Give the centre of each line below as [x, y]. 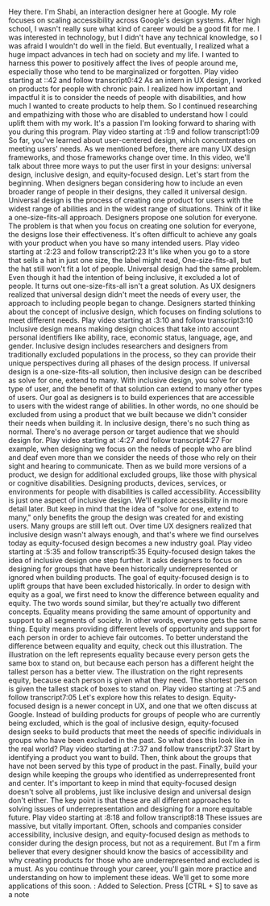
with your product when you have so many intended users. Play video [124, 243]
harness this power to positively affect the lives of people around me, [123, 63]
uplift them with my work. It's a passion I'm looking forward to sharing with [132, 123]
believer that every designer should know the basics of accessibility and [128, 852]
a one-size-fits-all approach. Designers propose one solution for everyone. [133, 217]
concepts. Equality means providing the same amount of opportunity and [130, 612]
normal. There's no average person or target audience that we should [124, 432]
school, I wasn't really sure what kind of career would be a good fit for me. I [134, 29]
